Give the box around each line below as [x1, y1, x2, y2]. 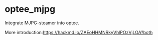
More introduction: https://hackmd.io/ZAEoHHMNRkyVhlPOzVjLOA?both [5, 29, 153, 35]
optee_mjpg [5, 3, 56, 15]
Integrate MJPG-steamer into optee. [5, 20, 80, 26]
